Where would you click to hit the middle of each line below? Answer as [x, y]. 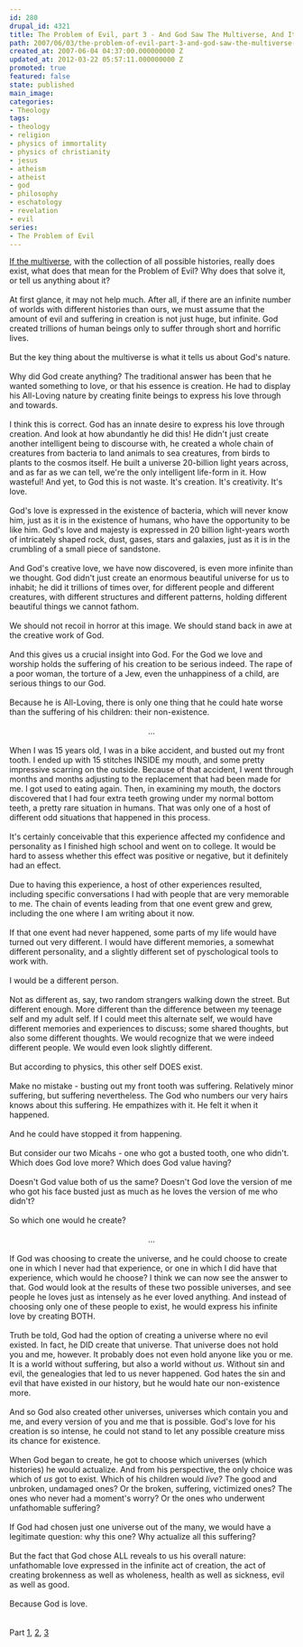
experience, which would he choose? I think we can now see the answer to [149, 1278]
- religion [30, 135]
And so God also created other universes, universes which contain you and [149, 1412]
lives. [19, 338]
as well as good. [40, 1585]
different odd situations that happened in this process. [110, 818]
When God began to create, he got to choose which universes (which [138, 1460]
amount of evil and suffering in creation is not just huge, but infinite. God [144, 319]
